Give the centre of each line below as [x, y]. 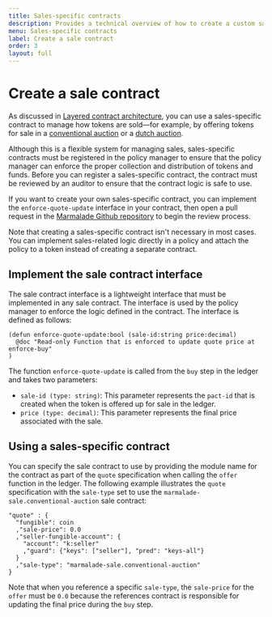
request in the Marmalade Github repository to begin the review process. [130, 216]
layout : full [30, 53]
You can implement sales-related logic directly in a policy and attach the [129, 240]
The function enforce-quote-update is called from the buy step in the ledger [134, 371]
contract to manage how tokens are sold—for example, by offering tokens [131, 124]
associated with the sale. [62, 421]
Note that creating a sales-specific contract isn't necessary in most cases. [132, 232]
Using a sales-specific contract [89, 447]
